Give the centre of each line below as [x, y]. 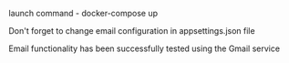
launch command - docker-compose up [83, 13]
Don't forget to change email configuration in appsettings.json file [132, 31]
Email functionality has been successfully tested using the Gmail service [144, 48]
